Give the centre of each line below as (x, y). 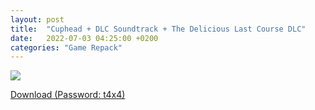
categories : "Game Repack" (66, 47)
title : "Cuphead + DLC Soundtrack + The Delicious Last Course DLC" (158, 29)
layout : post (37, 19)
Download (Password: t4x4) (68, 95)
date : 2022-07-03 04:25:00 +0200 (84, 38)
